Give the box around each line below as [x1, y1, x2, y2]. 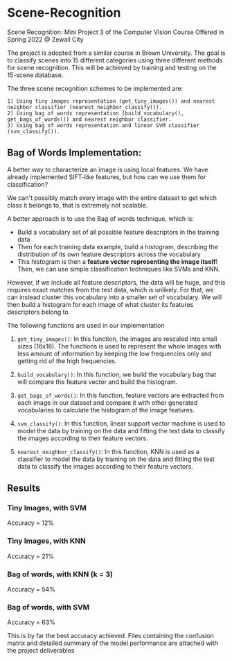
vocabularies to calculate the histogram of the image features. [17, 405, 195, 414]
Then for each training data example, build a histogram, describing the [17, 242, 218, 251]
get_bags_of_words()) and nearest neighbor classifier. [7, 116, 172, 123]
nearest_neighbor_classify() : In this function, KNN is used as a [17, 447, 199, 455]
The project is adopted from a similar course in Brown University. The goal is [7, 49, 226, 57]
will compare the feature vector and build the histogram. [17, 377, 178, 386]
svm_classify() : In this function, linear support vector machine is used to [17, 419, 226, 428]
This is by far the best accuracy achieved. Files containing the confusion [7, 632, 215, 640]
